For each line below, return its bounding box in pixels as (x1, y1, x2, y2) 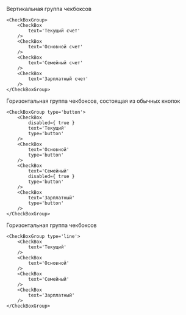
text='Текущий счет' (28, 28, 80, 34)
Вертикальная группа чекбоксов (6, 6, 91, 12)
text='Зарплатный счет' (28, 76, 88, 82)
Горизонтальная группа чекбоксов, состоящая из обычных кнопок (6, 97, 181, 105)
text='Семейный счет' (28, 60, 84, 66)
